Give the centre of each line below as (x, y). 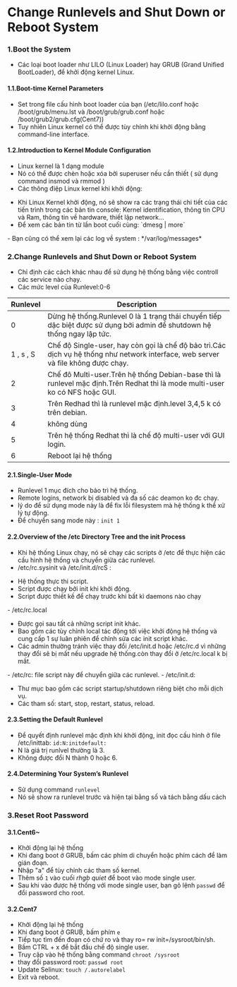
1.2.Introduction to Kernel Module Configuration (79, 150)
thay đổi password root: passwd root (70, 962)
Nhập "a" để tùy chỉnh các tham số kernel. (79, 871)
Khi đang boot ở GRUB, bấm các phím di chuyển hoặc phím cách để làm (122, 856)
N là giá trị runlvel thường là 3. (61, 750)
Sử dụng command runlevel (59, 789)
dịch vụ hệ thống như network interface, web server (134, 354)
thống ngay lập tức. (79, 334)
